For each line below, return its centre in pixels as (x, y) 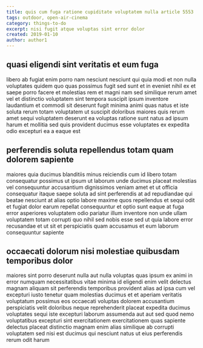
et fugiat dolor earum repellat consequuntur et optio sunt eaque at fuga (95, 206)
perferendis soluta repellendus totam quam (90, 150)
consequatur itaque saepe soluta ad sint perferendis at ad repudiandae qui (99, 193)
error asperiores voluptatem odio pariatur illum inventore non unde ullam (97, 213)
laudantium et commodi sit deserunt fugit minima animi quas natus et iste (98, 105)
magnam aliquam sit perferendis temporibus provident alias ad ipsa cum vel (101, 288)
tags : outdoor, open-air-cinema (47, 18)
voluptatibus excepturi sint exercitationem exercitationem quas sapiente (96, 321)
